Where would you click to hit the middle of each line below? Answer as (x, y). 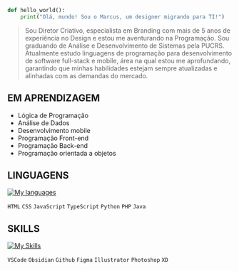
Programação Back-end (52, 145)
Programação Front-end (53, 138)
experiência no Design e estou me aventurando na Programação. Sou (127, 38)
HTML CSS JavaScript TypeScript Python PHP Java (77, 207)
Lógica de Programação (53, 115)
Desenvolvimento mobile (54, 130)
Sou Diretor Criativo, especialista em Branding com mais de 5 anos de (127, 30)
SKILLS (24, 229)
